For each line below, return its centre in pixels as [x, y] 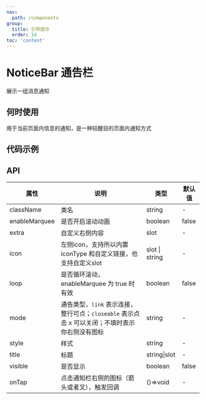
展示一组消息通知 [28, 91]
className [25, 209]
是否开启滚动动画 [85, 221]
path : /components [36, 18]
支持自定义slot [81, 263]
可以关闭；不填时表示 [104, 323]
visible [19, 366]
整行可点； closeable [90, 313]
